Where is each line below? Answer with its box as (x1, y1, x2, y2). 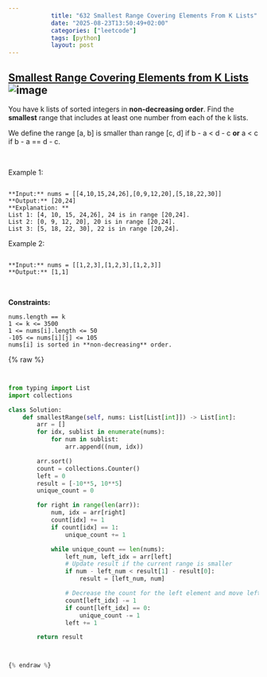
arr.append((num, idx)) (64, 443, 145, 451)
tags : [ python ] (50, 33, 102, 42)
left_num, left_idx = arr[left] (64, 553, 172, 561)
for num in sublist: (50, 436, 119, 444)
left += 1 (64, 619, 98, 627)
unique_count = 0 (37, 487, 94, 495)
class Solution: (8, 405, 62, 414)
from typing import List (8, 384, 91, 392)
